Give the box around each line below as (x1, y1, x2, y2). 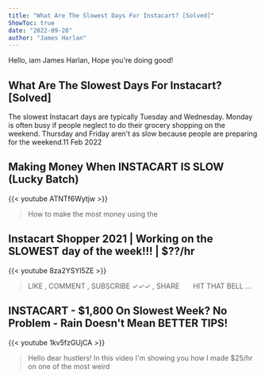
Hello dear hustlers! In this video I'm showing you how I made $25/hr (27, 353, 253, 362)
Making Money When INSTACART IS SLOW (8, 160, 225, 174)
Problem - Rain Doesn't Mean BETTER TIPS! (8, 317, 229, 330)
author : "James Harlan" (8, 33, 87, 42)
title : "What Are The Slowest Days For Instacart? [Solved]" (8, 11, 215, 20)
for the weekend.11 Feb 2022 (8, 137, 102, 147)
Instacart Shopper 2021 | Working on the (8, 232, 213, 246)
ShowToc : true (8, 19, 56, 27)
